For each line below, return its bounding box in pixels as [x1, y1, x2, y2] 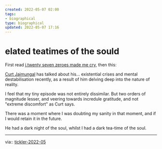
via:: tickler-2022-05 [5, 139, 46, 145]
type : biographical [5, 20, 44, 26]
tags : [5, 12, 16, 16]
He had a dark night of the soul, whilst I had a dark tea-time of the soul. [5, 125, 147, 131]
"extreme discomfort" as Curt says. [5, 101, 75, 107]
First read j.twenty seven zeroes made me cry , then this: [5, 62, 117, 68]
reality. [5, 82, 19, 88]
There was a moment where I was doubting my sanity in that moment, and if [5, 111, 156, 117]
